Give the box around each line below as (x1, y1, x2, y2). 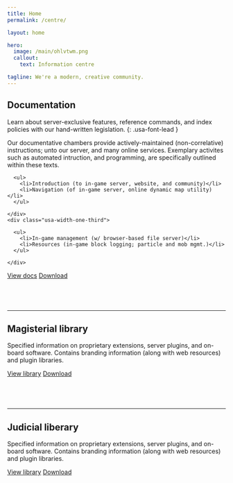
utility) (187, 186, 213, 193)
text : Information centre (19, 61, 95, 68)
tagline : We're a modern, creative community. (7, 74, 144, 80)
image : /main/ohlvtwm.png (13, 48, 89, 56)
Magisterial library (7, 323, 89, 334)
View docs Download (7, 271, 68, 280)
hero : (7, 42, 23, 49)
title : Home (7, 10, 42, 17)
